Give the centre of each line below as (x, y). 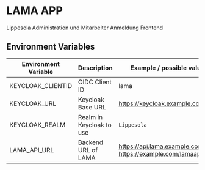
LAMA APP (34, 11)
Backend (91, 142)
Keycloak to (95, 125)
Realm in (90, 117)
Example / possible (159, 68)
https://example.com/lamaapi (160, 153)
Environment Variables (51, 47)
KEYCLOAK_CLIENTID (41, 86)
